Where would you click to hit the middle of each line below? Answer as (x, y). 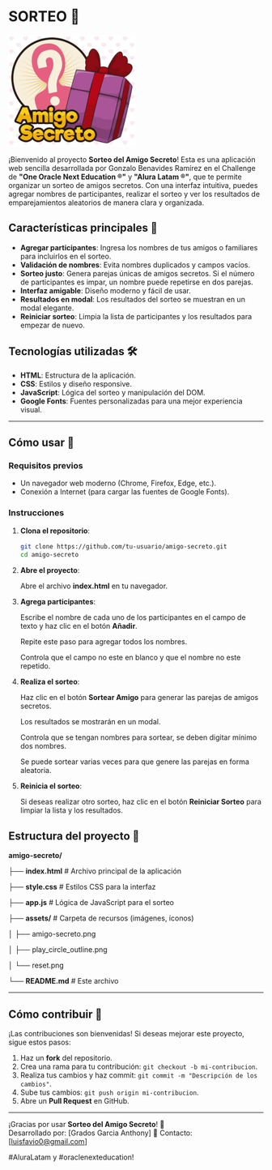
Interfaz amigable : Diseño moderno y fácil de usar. (106, 290)
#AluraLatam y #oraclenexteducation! (71, 1157)
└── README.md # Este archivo (64, 981)
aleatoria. (36, 771)
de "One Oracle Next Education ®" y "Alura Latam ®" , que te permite (125, 177)
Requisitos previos (46, 465)
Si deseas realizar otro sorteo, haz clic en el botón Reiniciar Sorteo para (140, 802)
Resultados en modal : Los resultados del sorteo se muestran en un (132, 299)
